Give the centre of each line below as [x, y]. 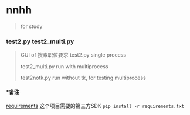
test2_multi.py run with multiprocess [64, 67]
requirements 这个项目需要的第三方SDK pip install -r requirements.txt [95, 106]
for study [31, 26]
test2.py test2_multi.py [40, 41]
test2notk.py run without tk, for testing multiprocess [83, 78]
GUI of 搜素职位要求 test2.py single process [73, 55]
